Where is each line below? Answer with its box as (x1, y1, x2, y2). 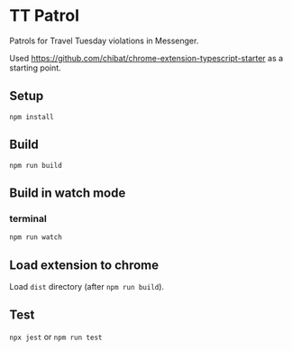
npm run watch (9, 233, 63, 242)
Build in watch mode (9, 185, 126, 200)
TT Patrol (9, 5, 79, 26)
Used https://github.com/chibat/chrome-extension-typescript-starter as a (9, 52, 284, 63)
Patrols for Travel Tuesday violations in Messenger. (9, 35, 199, 46)
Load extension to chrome (9, 257, 160, 272)
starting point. (9, 62, 61, 73)
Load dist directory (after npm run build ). (9, 282, 165, 292)
